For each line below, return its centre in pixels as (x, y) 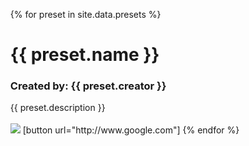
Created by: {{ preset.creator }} (88, 86)
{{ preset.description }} (57, 108)
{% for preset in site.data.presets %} (85, 14)
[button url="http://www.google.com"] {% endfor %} (131, 130)
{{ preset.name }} (84, 55)
